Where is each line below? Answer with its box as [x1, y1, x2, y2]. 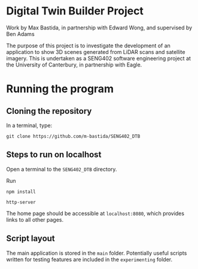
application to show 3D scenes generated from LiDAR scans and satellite [6, 48, 185, 55]
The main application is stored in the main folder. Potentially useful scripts [6, 249, 187, 256]
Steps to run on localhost [6, 150, 102, 160]
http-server [6, 199, 36, 205]
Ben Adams [6, 30, 35, 37]
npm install [6, 189, 36, 195]
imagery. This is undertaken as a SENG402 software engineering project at [6, 55, 191, 62]
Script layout [6, 234, 55, 244]
